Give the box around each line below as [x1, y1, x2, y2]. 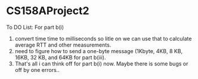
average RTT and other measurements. [14, 41, 112, 48]
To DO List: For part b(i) [6, 24, 64, 31]
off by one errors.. [14, 66, 60, 73]
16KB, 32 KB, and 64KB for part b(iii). [14, 54, 106, 61]
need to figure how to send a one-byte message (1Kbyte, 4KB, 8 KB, [14, 47, 183, 54]
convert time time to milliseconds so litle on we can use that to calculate [14, 35, 192, 42]
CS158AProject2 [6, 4, 89, 18]
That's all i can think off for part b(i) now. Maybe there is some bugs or [14, 60, 188, 67]
